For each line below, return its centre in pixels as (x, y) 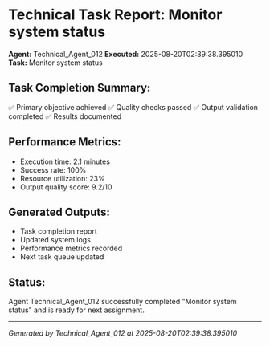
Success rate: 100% (53, 169)
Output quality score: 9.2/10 (66, 187)
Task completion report (59, 231)
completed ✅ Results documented (65, 116)
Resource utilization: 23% (63, 178)
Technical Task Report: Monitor (115, 15)
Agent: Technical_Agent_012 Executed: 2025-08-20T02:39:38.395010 (126, 54)
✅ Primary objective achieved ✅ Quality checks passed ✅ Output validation (133, 107)
